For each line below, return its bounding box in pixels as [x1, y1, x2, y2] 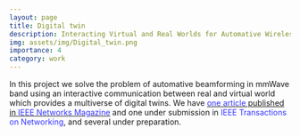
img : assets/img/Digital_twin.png [9, 37, 138, 47]
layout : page [9, 12, 58, 22]
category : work [9, 54, 66, 63]
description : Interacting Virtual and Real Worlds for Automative [9, 29, 262, 38]
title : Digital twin [9, 21, 87, 30]
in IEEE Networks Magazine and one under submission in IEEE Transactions [9, 108, 287, 117]
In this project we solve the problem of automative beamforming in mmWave [9, 79, 290, 89]
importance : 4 [9, 46, 62, 55]
